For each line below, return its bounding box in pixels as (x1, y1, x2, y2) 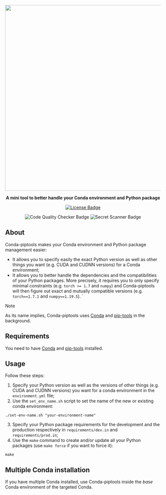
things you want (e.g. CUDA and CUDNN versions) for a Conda (12, 262, 140, 268)
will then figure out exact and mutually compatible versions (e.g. (12, 288, 143, 294)
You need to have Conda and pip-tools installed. (5, 345, 103, 351)
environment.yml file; (12, 393, 55, 399)
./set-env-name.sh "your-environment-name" (5, 413, 96, 418)
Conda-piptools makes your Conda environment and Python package (5, 241, 147, 247)
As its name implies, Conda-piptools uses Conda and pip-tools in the (5, 312, 145, 318)
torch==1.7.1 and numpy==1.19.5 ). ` (12, 293, 83, 299)
